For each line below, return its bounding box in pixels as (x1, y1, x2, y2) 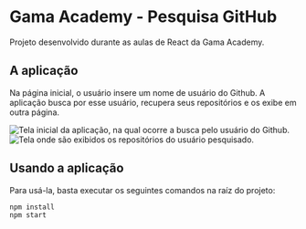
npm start (9, 210, 47, 220)
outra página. (9, 107, 60, 118)
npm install (9, 203, 55, 212)
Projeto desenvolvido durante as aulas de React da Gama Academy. (9, 36, 265, 47)
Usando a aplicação (9, 161, 124, 176)
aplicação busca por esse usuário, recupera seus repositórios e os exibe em (9, 97, 297, 108)
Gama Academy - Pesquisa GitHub (9, 6, 278, 27)
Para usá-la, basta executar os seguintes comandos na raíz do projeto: (9, 184, 276, 195)
